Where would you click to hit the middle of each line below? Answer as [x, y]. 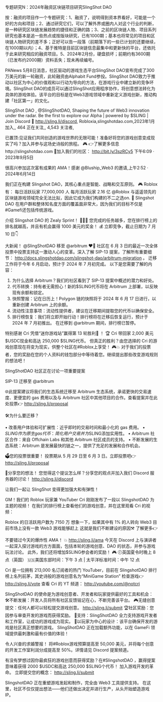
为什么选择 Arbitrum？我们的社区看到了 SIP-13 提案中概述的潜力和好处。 [84, 280]
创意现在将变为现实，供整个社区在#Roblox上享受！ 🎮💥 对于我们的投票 [80, 347]
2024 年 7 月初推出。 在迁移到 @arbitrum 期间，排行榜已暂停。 [75, 323]
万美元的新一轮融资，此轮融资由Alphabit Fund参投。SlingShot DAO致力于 [78, 76]
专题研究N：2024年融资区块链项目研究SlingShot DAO [58, 7]
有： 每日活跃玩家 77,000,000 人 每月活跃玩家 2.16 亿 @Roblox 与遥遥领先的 [81, 192]
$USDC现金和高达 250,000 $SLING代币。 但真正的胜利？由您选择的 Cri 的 [79, 341]
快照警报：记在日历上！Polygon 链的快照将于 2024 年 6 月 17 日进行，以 [84, 299]
